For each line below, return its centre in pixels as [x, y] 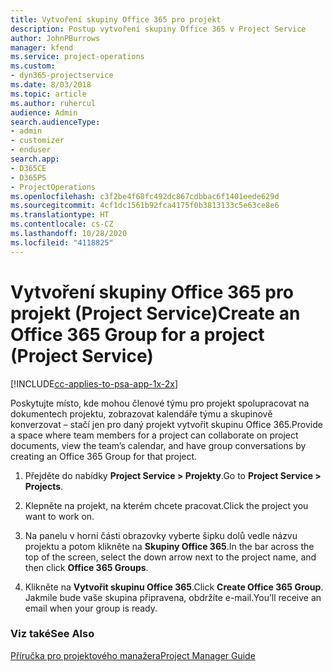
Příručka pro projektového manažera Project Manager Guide [133, 655]
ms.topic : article [48, 94]
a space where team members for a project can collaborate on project [154, 435]
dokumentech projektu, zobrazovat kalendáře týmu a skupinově [141, 413]
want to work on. [59, 516]
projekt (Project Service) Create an [155, 313]
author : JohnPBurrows [55, 38]
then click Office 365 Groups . [86, 567]
